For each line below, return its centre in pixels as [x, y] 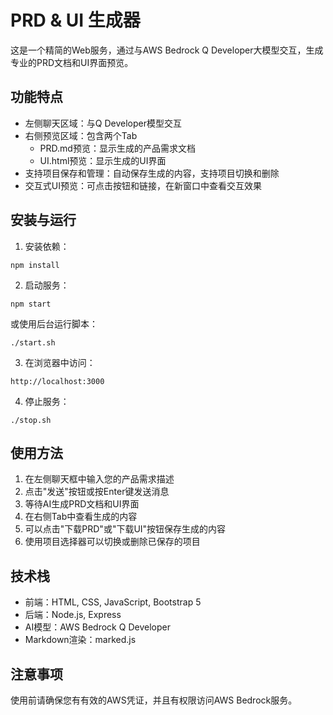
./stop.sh [31, 420]
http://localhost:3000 [57, 381]
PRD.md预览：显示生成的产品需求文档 [117, 148]
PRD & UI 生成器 [75, 20]
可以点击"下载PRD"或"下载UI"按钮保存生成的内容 [125, 529]
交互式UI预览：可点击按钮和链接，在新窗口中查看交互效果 [143, 185]
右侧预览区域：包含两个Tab [81, 135]
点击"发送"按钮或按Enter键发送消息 [97, 492]
